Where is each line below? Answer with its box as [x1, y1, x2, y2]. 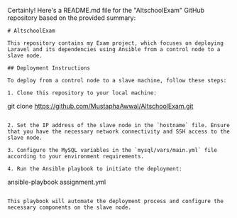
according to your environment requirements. [7, 153, 144, 160]
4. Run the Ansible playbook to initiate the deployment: [7, 165, 182, 173]
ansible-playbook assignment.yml [7, 178, 106, 186]
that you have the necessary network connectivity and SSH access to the [7, 128, 231, 135]
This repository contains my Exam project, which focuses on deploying [7, 40, 224, 47]
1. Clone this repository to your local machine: [7, 89, 158, 97]
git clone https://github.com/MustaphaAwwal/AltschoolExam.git [7, 102, 194, 110]
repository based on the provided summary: [7, 13, 136, 22]
